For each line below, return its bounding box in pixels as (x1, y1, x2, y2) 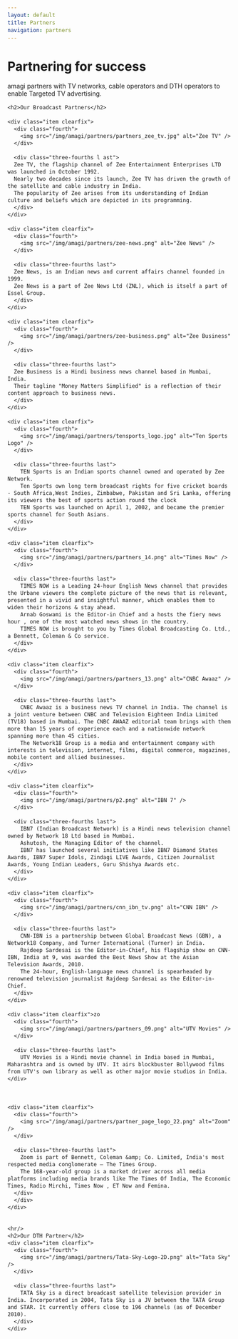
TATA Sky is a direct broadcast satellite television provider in (20, 1290, 222, 1297)
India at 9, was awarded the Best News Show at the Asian (23, 954, 200, 961)
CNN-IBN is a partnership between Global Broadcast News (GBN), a (20, 933, 222, 940)
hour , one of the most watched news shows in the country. (7, 618, 190, 626)
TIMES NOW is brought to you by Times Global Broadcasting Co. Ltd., (20, 626, 232, 633)
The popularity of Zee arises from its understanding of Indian (14, 190, 209, 197)
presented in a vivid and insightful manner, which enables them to (7, 597, 215, 604)
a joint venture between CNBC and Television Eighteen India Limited (7, 711, 219, 718)
